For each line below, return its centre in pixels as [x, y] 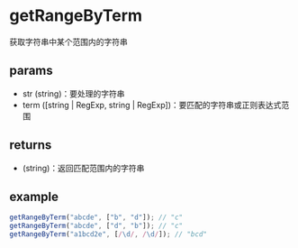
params [32, 71]
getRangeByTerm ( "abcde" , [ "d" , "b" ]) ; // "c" [96, 226]
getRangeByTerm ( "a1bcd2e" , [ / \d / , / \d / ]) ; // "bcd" [108, 234]
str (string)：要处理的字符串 [73, 93]
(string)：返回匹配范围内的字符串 [83, 168]
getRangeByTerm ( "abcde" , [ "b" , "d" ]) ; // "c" [96, 217]
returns [31, 145]
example [34, 196]
